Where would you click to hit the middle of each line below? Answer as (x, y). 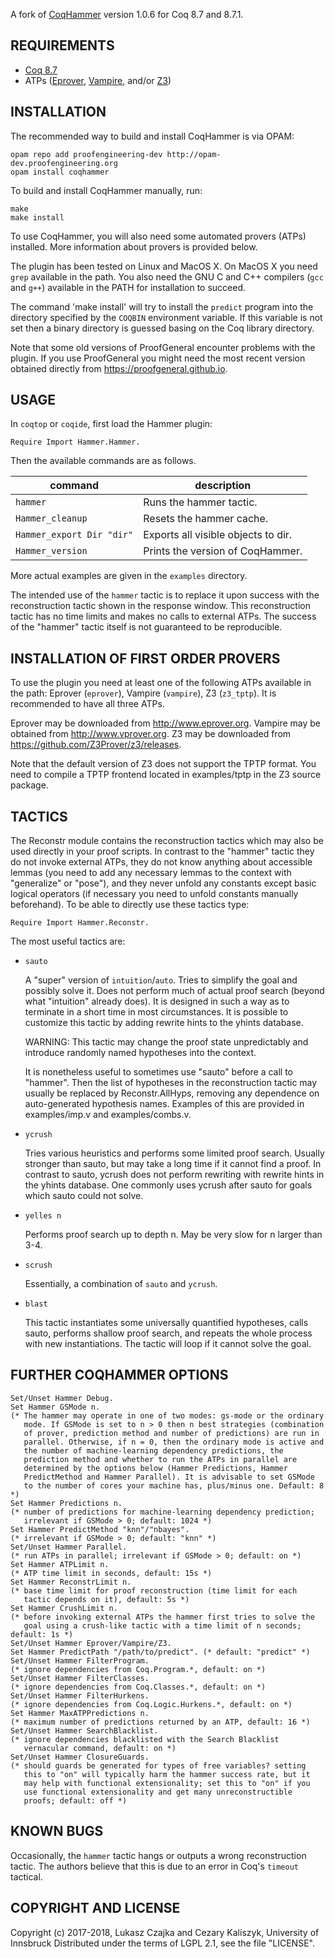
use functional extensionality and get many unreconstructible (158, 1792)
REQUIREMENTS (62, 45)
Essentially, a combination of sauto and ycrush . (121, 1284)
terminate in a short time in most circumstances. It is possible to (156, 1012)
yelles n (43, 1216)
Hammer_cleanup (51, 518)
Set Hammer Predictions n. (66, 1503)
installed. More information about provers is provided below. (134, 246)
